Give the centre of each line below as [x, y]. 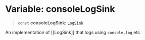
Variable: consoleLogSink [60, 9]
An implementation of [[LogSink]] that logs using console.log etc [73, 32]
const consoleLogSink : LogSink [50, 23]
